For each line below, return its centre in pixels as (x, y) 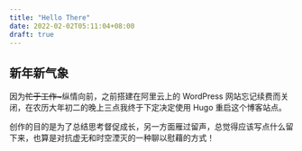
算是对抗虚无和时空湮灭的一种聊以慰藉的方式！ (127, 138)
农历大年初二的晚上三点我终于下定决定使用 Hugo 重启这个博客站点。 (160, 108)
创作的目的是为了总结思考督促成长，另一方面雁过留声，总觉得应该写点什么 (147, 127)
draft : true (32, 34)
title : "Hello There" (50, 18)
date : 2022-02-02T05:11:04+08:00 (72, 26)
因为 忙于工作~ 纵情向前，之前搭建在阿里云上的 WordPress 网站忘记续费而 (145, 96)
